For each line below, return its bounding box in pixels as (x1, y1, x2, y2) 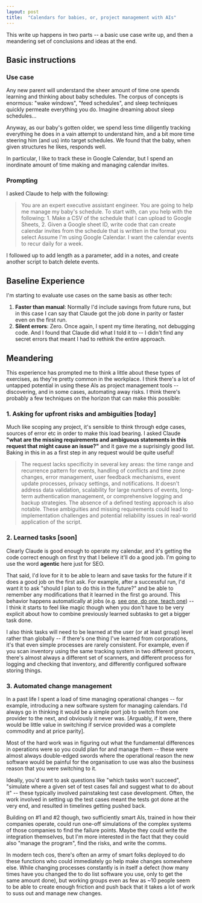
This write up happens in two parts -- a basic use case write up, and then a (6, 31, 193, 38)
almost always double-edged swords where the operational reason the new (6, 752, 194, 759)
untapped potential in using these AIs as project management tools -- (6, 382, 179, 389)
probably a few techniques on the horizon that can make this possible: (6, 394, 181, 402)
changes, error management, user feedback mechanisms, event (21, 474, 181, 481)
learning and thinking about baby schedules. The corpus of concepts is (6, 93, 184, 100)
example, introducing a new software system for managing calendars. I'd (6, 702, 188, 709)
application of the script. (21, 518, 82, 525)
